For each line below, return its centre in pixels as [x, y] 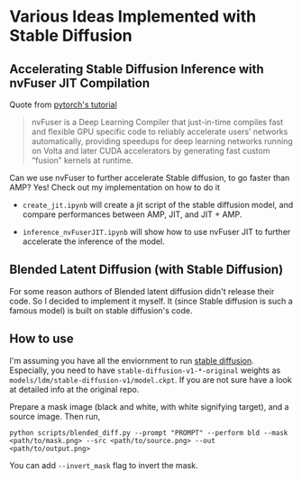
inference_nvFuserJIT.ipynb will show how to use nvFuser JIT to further [156, 232]
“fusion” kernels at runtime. [82, 160]
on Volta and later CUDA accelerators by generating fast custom [151, 151]
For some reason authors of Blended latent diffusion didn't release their [142, 291]
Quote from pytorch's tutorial [63, 104]
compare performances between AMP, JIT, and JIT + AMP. [132, 214]
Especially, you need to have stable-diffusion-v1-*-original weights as [145, 370]
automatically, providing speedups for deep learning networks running [162, 141]
